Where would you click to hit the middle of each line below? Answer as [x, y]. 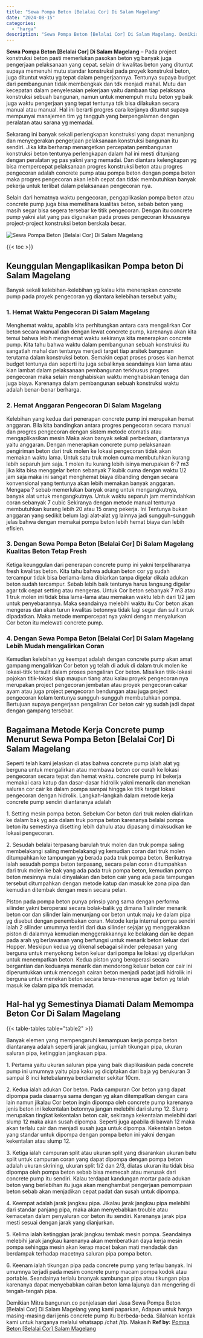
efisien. [15, 528]
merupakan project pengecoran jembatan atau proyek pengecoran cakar [97, 685]
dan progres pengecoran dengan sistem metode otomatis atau [84, 432]
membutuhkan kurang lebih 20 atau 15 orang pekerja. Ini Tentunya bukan [97, 509]
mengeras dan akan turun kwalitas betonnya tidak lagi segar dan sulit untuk [100, 609]
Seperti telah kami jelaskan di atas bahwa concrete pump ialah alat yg [93, 763]
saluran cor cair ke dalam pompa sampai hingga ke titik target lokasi [91, 789]
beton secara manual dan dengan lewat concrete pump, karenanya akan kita [101, 332]
